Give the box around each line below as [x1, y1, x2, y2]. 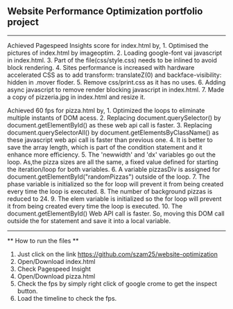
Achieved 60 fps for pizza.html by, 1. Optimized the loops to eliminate [7, 106, 205, 114]
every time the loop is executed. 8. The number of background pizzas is [7, 187, 213, 195]
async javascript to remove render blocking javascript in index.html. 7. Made [7, 85, 225, 94]
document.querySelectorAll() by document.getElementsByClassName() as [7, 128, 219, 136]
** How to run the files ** [7, 236, 79, 245]
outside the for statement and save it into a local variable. [7, 216, 171, 224]
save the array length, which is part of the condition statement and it [7, 143, 202, 151]
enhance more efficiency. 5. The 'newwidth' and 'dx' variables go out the [7, 150, 216, 159]
